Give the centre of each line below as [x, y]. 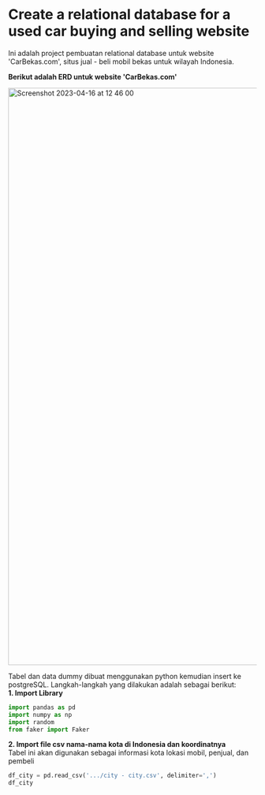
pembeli [21, 761]
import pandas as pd [42, 707]
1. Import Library [35, 692]
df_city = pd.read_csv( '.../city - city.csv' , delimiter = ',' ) [112, 776]
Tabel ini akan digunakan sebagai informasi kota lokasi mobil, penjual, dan [129, 753]
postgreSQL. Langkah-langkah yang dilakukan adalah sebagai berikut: [122, 685]
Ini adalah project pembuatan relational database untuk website [111, 53]
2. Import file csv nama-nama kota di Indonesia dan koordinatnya [117, 745]
